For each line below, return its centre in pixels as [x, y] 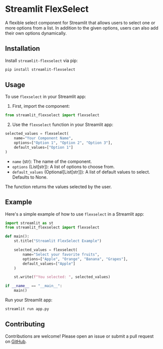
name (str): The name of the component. [52, 161]
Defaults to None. [30, 177]
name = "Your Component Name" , [44, 138]
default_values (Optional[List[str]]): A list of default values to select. [81, 172]
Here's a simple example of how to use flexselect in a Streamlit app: [75, 214]
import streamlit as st [29, 223]
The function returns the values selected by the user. [58, 187]
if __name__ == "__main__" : [34, 286]
